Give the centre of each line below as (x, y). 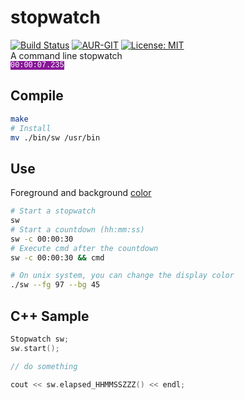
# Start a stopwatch (53, 211)
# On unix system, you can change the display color (122, 276)
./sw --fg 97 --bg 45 (55, 285)
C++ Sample (50, 316)
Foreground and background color (81, 193)
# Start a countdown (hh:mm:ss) (77, 229)
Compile (37, 96)
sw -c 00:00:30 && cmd (57, 257)
